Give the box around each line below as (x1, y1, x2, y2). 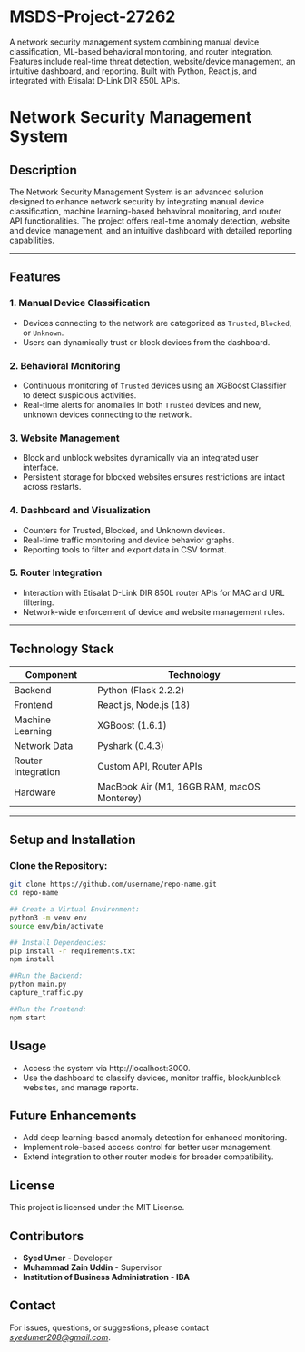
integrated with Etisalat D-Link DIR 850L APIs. (9, 75, 181, 85)
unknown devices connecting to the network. (22, 409, 192, 420)
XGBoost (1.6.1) (96, 719, 168, 731)
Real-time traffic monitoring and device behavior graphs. (22, 534, 235, 545)
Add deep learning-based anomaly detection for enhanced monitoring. (22, 1132, 288, 1143)
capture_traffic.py (9, 989, 84, 998)
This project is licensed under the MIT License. (9, 1202, 185, 1213)
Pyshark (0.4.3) (96, 739, 165, 751)
